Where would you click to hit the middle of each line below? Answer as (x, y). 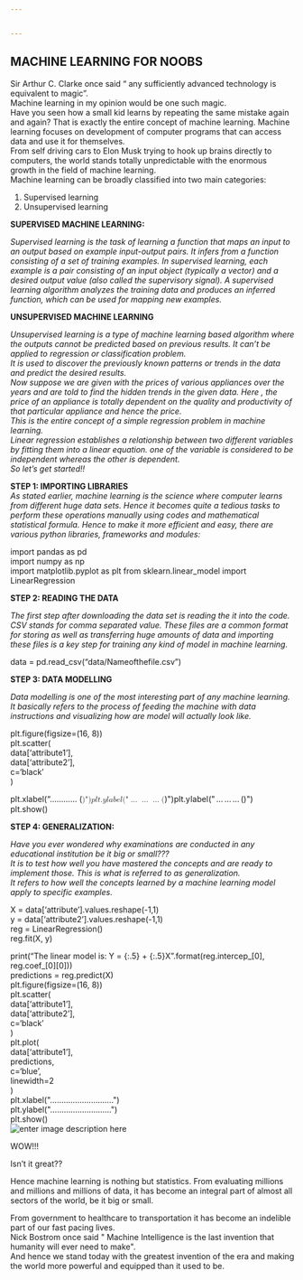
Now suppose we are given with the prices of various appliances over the (147, 382)
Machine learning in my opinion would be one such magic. (119, 103)
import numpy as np (47, 561)
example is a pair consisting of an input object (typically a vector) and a (144, 270)
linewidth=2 (32, 1080)
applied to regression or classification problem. (98, 353)
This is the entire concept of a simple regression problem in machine (138, 420)
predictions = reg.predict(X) (62, 975)
